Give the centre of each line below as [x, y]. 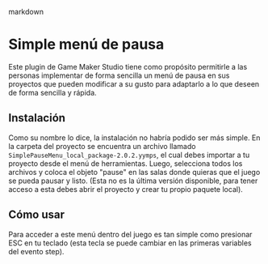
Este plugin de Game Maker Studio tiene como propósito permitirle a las [128, 66]
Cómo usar [37, 215]
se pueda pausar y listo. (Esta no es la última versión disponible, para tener [133, 181]
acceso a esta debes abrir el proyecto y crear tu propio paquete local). [126, 189]
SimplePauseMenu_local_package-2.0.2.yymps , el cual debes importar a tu [129, 155]
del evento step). [36, 251]
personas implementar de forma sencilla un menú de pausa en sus [119, 75]
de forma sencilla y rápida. [52, 92]
